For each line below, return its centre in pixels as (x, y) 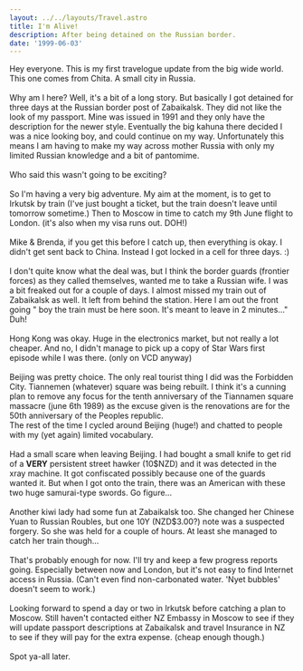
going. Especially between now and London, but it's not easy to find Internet (151, 570)
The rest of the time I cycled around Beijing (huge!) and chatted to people (146, 425)
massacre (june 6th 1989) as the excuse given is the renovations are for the (150, 406)
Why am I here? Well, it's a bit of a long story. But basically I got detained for (151, 98)
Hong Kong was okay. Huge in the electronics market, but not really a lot (144, 339)
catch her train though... (54, 541)
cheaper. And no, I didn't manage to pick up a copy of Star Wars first (137, 348)
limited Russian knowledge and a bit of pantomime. (104, 156)
